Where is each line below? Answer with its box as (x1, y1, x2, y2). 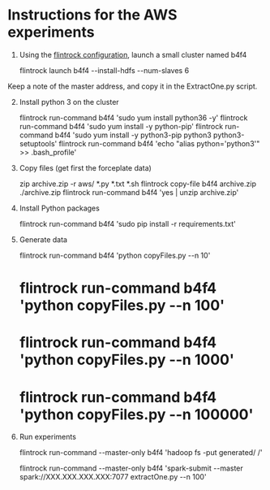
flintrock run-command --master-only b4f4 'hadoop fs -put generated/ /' (19, 448, 263, 457)
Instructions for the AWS (7, 6, 178, 24)
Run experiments (19, 432, 76, 442)
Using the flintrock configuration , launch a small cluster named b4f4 (19, 50, 247, 59)
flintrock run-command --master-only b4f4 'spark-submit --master (19, 463, 244, 473)
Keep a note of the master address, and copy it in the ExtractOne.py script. (7, 81, 258, 91)
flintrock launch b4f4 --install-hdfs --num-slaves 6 (19, 65, 190, 75)
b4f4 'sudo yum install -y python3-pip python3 (54, 130, 212, 140)
